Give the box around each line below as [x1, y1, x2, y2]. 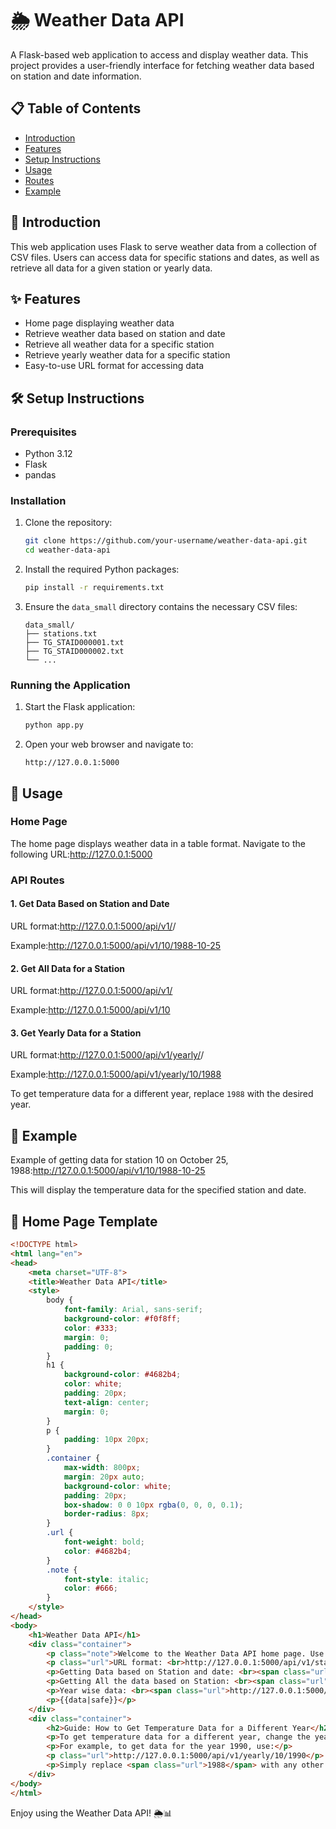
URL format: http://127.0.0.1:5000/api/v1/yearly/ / [10, 1049, 205, 1061]
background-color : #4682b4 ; [63, 1370, 182, 1380]
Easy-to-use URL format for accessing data [24, 360, 205, 372]
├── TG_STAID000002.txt [24, 646, 125, 656]
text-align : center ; [63, 1397, 150, 1407]
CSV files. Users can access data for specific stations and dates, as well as [10, 251, 320, 263]
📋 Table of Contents [10, 100, 142, 117]
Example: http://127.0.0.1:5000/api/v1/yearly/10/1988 [10, 1068, 222, 1081]
